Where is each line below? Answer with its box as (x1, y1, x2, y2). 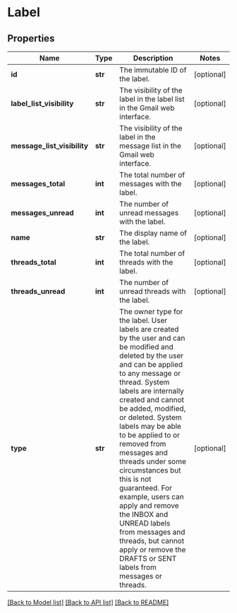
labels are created (119, 324, 179, 334)
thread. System (119, 377, 170, 387)
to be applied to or (119, 430, 180, 439)
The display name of (119, 229, 187, 238)
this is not (119, 474, 152, 484)
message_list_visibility (11, 141, 89, 150)
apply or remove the (119, 545, 186, 554)
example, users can (119, 492, 185, 502)
